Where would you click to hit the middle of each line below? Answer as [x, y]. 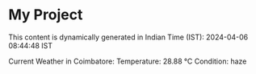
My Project [46, 15]
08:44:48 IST [31, 45]
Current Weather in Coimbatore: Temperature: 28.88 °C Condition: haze [128, 61]
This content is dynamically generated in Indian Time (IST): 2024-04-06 [128, 37]
